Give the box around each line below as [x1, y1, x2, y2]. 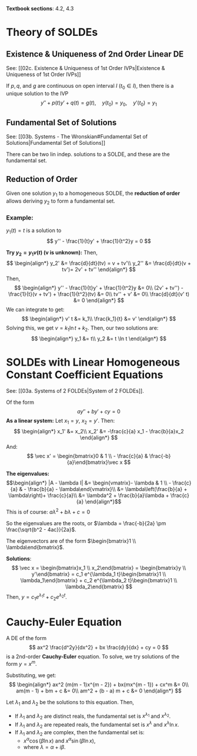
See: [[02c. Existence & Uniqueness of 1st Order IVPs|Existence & [6, 65, 165, 71]
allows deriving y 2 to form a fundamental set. [6, 197, 116, 205]
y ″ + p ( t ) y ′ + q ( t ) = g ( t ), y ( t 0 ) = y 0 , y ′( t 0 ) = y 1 [41, 99, 157, 108]
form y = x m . [6, 659, 37, 667]
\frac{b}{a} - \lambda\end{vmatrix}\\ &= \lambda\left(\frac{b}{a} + [27, 486, 188, 493]
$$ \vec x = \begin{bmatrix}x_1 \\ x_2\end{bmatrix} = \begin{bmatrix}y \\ [11, 564, 186, 571]
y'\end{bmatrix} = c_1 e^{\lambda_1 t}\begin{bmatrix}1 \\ [31, 571, 166, 578]
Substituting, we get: [6, 671, 56, 679]
